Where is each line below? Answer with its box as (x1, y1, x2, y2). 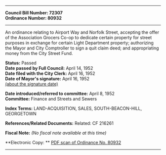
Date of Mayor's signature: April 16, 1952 (5, 76, 90, 82)
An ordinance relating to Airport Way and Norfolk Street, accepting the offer (5, 29, 160, 35)
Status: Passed (5, 60, 37, 66)
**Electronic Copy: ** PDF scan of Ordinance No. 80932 (5, 140, 122, 145)
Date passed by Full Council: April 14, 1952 (5, 65, 93, 71)
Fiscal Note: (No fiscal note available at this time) (5, 130, 107, 136)
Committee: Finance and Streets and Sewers (5, 96, 97, 102)
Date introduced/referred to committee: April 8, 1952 (5, 91, 115, 97)
